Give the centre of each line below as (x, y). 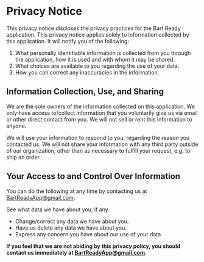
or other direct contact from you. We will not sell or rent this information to (99, 119)
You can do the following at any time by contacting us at (77, 191)
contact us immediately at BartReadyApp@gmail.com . (77, 252)
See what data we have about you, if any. (58, 209)
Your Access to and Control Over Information (93, 176)
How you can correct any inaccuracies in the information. (87, 72)
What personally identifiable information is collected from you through (103, 53)
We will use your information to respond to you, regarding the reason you (98, 137)
